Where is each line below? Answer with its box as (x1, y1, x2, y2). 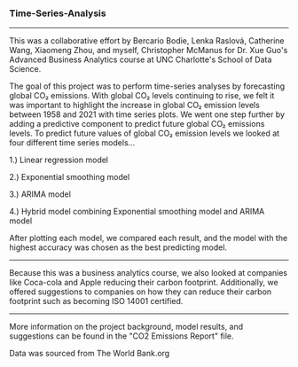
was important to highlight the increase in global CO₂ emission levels (9, 100, 260, 111)
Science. (9, 64, 42, 74)
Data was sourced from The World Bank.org (9, 348, 170, 359)
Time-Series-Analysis (9, 7, 106, 20)
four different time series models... (9, 137, 136, 148)
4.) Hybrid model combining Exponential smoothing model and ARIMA (9, 207, 265, 217)
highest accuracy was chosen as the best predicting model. (9, 242, 228, 253)
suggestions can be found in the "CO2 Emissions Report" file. (9, 331, 234, 341)
